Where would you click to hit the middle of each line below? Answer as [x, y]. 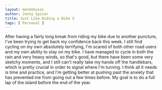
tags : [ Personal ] [25, 23]
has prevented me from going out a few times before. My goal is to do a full [80, 77]
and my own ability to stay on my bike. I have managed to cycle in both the [79, 52]
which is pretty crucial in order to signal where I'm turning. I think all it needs [81, 67]
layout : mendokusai [25, 9]
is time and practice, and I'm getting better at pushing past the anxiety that [79, 72]
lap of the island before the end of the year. [48, 83]
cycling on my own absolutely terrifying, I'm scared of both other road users [81, 47]
